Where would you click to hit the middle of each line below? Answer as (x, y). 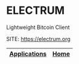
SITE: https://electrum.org (38, 39)
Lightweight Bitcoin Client (38, 27)
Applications (28, 54)
